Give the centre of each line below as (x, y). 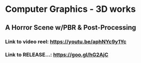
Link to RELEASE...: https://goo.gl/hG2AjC (57, 55)
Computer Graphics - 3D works (70, 9)
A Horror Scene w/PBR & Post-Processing (71, 28)
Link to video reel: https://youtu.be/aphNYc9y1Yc (66, 42)
